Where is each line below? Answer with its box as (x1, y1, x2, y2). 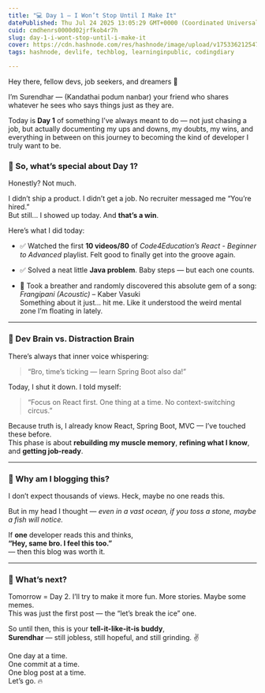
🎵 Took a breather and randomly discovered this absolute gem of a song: (19, 281, 257, 290)
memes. (8, 601, 35, 610)
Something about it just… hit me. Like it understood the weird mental (19, 298, 242, 308)
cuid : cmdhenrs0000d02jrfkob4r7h (8, 26, 118, 34)
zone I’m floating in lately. (19, 306, 103, 316)
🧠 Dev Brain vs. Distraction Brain (8, 333, 135, 344)
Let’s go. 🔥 (8, 676, 43, 686)
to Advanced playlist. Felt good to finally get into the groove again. (19, 250, 236, 260)
